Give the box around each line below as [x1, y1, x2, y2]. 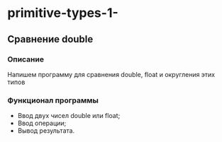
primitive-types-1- [7, 5, 118, 21]
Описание [7, 54, 45, 64]
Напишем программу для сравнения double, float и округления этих [7, 70, 216, 78]
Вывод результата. [17, 126, 75, 135]
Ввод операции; [17, 119, 67, 128]
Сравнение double [7, 33, 94, 45]
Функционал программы [7, 95, 99, 105]
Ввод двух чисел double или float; [17, 112, 121, 120]
